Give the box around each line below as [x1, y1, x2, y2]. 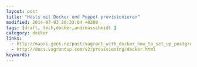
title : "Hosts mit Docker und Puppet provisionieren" [6, 14, 141, 20]
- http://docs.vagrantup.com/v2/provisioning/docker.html [11, 47, 157, 52]
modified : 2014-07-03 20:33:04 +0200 [6, 19, 98, 25]
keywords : [6, 52, 30, 58]
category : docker [6, 30, 49, 36]
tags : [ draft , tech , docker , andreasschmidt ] [6, 24, 117, 31]
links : [6, 36, 22, 41]
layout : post [6, 8, 38, 15]
